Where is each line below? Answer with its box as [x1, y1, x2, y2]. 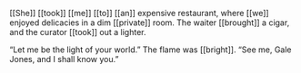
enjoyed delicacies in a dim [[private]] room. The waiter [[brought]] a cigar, [9, 17, 290, 28]
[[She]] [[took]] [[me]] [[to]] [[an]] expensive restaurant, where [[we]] [9, 8, 270, 18]
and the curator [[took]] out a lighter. [9, 27, 147, 37]
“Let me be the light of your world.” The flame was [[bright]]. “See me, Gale [9, 44, 293, 55]
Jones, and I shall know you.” [9, 54, 119, 64]
